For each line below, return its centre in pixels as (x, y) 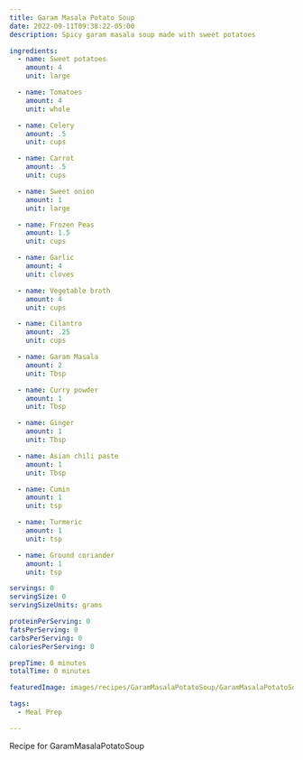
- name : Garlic (46, 258)
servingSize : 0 (38, 597)
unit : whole (48, 109)
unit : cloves (50, 274)
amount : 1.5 (48, 233)
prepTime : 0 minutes (48, 663)
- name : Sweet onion (56, 191)
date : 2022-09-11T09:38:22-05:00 (72, 26)
